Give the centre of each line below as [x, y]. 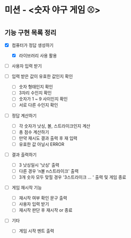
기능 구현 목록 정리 [30, 32]
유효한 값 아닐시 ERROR [41, 144]
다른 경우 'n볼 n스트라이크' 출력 [49, 171]
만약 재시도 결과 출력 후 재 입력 [48, 138]
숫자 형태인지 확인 [36, 87]
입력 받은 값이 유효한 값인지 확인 [42, 77]
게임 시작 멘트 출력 [37, 231]
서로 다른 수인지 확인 [38, 105]
